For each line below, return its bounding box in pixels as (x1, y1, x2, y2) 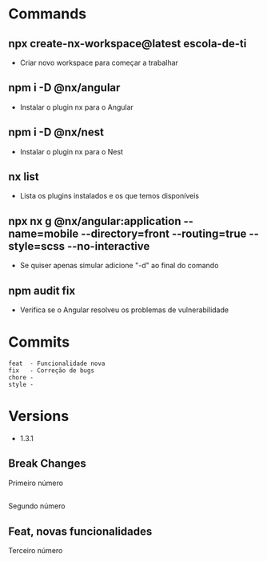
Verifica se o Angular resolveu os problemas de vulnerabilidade (19, 305, 229, 315)
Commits (8, 333, 70, 351)
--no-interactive (66, 239, 150, 253)
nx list (8, 170, 40, 184)
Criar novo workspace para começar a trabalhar (19, 58, 178, 67)
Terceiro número (8, 545, 63, 555)
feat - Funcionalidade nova (8, 359, 106, 367)
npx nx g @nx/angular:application (8, 214, 181, 228)
